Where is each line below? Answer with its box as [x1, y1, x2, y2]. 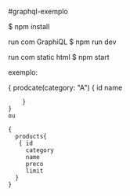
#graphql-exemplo [8, 7, 68, 16]
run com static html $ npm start [8, 53, 110, 61]
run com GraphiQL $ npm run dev [8, 37, 117, 46]
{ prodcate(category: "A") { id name [8, 83, 123, 92]
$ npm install [8, 22, 50, 31]
